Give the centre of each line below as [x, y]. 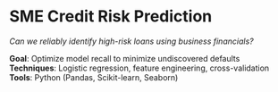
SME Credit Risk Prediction [111, 17]
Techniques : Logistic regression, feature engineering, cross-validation [139, 68]
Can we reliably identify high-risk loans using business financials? [131, 41]
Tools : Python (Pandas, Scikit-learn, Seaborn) [94, 77]
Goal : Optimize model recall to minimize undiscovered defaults [125, 58]
